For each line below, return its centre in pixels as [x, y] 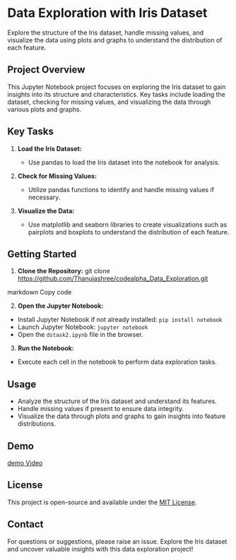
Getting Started [42, 254]
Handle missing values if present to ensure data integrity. [101, 409]
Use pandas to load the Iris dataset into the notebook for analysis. [124, 162]
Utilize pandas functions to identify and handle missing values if [121, 189]
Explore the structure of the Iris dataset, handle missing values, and [106, 32]
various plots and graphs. [45, 109]
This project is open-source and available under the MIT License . [102, 502]
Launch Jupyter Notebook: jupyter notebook [83, 327]
